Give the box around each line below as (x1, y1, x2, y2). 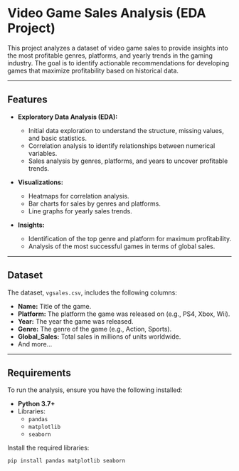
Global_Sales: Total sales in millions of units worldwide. (17, 332, 181, 341)
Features (7, 94, 48, 106)
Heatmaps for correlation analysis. (28, 191, 129, 200)
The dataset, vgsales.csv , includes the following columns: (7, 288, 178, 297)
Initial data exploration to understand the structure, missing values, (28, 126, 224, 134)
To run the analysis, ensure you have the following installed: (7, 386, 183, 394)
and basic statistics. (28, 134, 87, 142)
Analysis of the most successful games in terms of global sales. (28, 242, 216, 250)
